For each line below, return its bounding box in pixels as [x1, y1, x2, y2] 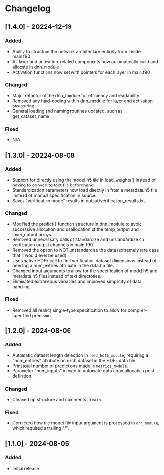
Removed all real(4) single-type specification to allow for [12, 307, 127, 313]
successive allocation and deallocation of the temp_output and [12, 226, 139, 232]
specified [12, 312, 31, 318]
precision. [32, 312, 52, 318]
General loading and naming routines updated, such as [12, 108, 123, 114]
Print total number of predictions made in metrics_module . [12, 363, 128, 369]
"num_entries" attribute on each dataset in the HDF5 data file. [12, 358, 137, 364]
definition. [12, 373, 33, 379]
